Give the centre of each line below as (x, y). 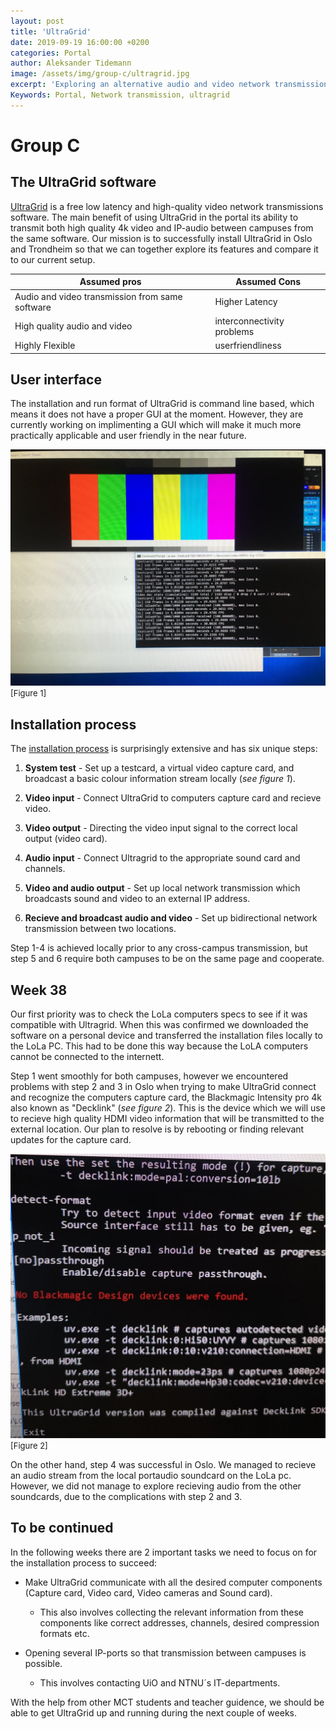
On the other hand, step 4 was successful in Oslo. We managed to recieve (163, 1464)
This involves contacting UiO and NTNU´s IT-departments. (160, 1682)
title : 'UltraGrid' (51, 31)
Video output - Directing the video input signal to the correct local (161, 828)
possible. (43, 1663)
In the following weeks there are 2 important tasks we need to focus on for (164, 1552)
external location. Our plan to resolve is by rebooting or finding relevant (157, 1129)
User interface (56, 379)
